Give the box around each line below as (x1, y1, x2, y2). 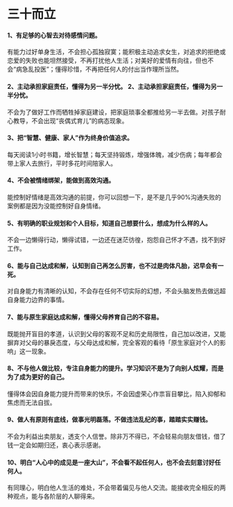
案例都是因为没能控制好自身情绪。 (7, 202, 105, 210)
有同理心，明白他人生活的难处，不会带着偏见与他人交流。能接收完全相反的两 (7, 483, 226, 492)
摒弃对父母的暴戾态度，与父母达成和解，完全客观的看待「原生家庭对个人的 (7, 338, 220, 347)
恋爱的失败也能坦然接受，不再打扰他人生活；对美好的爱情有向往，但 (7, 56, 202, 65)
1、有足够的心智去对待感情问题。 (7, 31, 102, 39)
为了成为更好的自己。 (7, 373, 68, 381)
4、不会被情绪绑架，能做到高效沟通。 (7, 176, 115, 185)
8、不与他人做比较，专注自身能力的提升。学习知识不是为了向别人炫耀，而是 (7, 364, 224, 372)
